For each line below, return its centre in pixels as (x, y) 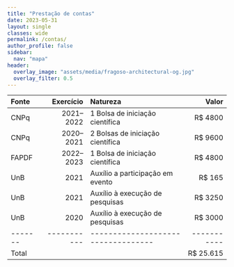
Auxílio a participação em (132, 173)
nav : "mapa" (31, 59)
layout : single (29, 26)
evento (101, 182)
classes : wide (28, 33)
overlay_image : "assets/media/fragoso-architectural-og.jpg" (104, 72)
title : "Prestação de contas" (51, 14)
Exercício (68, 102)
